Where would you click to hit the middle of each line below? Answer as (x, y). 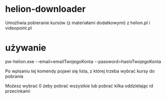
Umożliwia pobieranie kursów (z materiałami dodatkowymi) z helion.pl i (78, 23)
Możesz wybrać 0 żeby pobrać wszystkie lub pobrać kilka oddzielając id (79, 86)
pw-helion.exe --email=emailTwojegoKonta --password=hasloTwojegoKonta (83, 61)
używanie (26, 48)
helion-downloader (45, 9)
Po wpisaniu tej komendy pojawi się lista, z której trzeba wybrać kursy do (80, 71)
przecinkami (18, 91)
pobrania (14, 76)
